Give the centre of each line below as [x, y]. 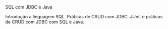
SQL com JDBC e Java [29, 7]
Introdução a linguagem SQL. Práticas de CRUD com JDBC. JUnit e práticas [84, 16]
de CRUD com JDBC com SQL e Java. [45, 22]
